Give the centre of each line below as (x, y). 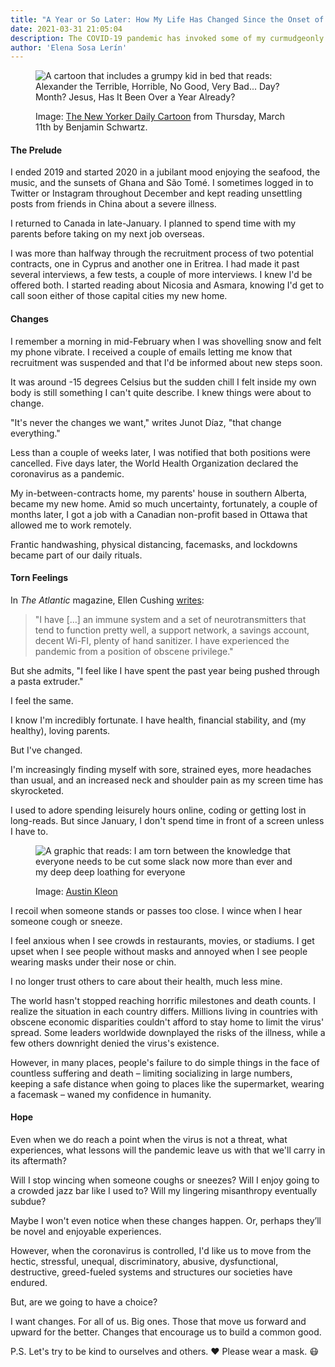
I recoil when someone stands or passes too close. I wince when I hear (156, 910)
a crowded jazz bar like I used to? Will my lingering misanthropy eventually (164, 1191)
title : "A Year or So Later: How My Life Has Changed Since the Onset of (167, 19)
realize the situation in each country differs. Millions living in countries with (164, 1011)
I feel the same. (42, 700)
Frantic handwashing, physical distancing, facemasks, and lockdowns (154, 544)
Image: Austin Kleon (76, 891)
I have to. (29, 831)
